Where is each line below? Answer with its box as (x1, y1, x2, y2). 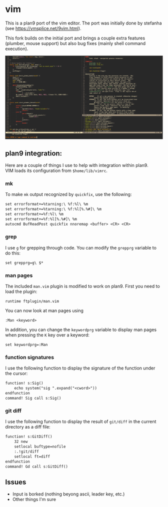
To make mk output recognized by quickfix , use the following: (5, 191, 132, 197)
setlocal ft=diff (14, 454, 50, 459)
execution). (5, 45, 28, 51)
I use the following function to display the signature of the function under (5, 365, 155, 371)
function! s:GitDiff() (5, 434, 52, 439)
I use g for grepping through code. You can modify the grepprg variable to (5, 244, 156, 250)
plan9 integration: (5, 149, 62, 157)
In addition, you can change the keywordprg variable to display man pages (5, 326, 156, 332)
